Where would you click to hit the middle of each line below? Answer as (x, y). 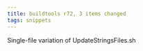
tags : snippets (29, 20)
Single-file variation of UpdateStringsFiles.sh (71, 40)
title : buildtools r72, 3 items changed (67, 14)
